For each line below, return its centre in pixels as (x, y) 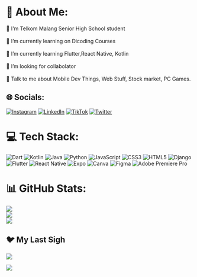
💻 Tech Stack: (43, 136)
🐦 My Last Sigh (36, 240)
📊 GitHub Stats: (46, 188)
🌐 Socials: (25, 97)
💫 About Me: (37, 12)
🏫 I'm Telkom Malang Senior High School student (66, 28)
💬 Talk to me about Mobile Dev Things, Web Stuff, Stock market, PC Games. (98, 79)
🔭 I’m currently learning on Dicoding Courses (61, 41)
